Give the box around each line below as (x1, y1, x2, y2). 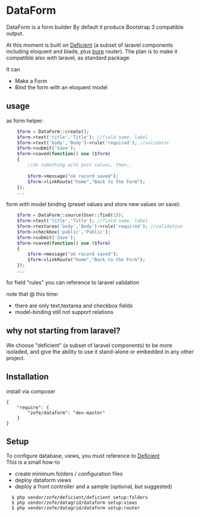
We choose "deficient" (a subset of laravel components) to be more (6, 341, 173, 349)
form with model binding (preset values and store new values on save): (6, 201, 181, 208)
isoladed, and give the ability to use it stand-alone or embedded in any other (6, 348, 194, 355)
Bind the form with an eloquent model (14, 83, 108, 90)
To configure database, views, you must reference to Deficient (6, 452, 160, 459)
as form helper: (6, 117, 44, 124)
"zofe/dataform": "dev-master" (27, 410, 106, 416)
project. (6, 354, 26, 361)
